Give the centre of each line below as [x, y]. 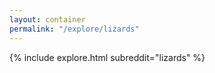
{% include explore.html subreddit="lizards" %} [107, 57]
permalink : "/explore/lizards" [74, 29]
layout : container [47, 19]
